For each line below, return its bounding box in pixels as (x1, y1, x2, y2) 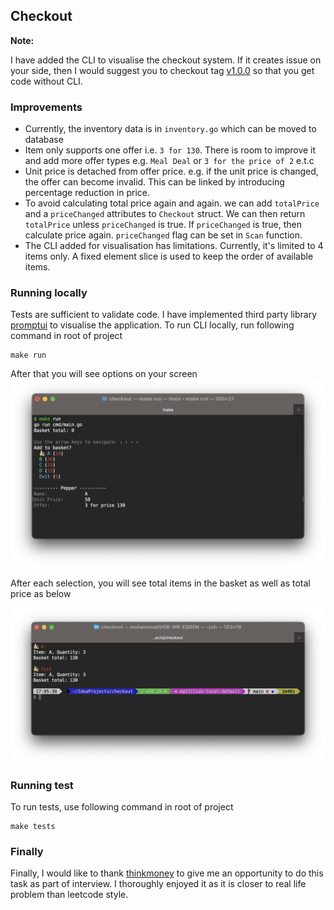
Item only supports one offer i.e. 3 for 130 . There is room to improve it (24, 144, 317, 156)
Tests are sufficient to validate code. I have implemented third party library (10, 309, 318, 321)
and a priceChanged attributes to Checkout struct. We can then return (24, 208, 306, 220)
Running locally (10, 286, 88, 300)
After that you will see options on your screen (10, 368, 198, 380)
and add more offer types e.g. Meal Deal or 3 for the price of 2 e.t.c (24, 155, 315, 167)
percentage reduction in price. (24, 187, 150, 199)
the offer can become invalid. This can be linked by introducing (24, 176, 285, 188)
